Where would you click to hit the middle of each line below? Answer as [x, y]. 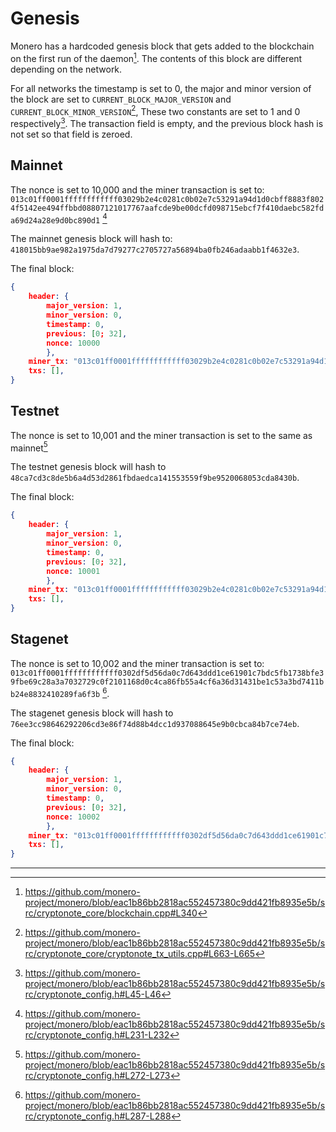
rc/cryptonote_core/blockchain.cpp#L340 [111, 913]
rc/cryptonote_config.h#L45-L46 [93, 994]
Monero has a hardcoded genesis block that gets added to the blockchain [162, 46]
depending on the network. [66, 69]
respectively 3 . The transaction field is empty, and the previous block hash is [167, 122]
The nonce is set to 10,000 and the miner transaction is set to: [137, 189]
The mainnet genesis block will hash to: [91, 239]
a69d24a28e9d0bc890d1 [55, 220]
